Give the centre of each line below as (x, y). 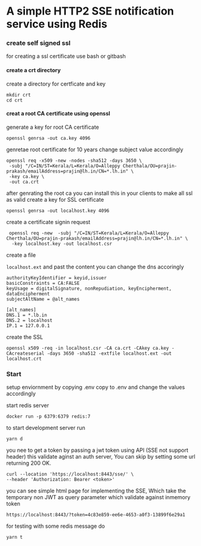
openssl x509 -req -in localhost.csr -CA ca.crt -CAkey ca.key (88, 348)
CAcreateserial (25, 353)
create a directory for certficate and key (56, 84)
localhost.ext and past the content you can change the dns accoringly (95, 267)
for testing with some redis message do (56, 526)
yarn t (15, 537)
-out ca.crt (24, 182)
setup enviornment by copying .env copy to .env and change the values (96, 387)
